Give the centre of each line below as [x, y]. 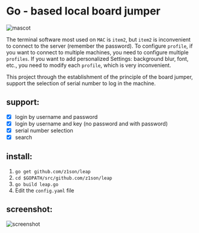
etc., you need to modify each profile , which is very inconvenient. [89, 65]
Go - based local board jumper [84, 11]
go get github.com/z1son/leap [53, 171]
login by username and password [56, 116]
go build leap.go [37, 184]
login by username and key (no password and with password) [91, 123]
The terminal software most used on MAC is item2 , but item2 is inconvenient [99, 39]
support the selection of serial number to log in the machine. [81, 83]
